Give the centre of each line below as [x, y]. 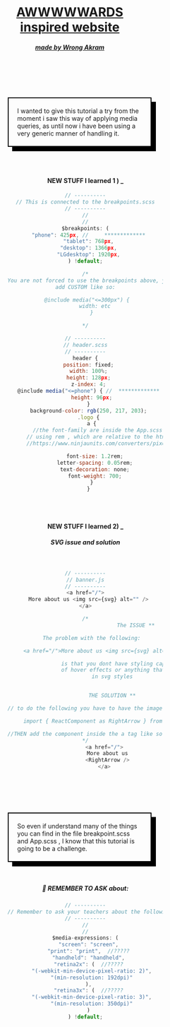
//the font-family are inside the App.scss [98, 431]
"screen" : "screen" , [89, 945]
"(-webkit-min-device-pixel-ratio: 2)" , [92, 971]
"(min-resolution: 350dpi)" [92, 1004]
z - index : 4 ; [89, 385]
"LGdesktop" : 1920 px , [89, 255]
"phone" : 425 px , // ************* [89, 235]
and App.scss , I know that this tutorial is [76, 841]
